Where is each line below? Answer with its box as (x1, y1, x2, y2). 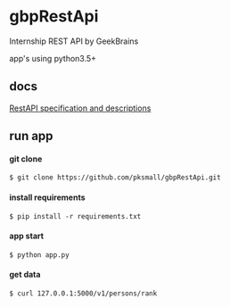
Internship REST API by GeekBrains (9, 36, 139, 46)
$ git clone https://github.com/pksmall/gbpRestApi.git (9, 173, 221, 182)
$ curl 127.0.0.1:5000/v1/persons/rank (9, 288, 158, 298)
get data (9, 270, 41, 280)
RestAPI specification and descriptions (9, 103, 152, 113)
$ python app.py (9, 250, 70, 260)
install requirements (9, 192, 86, 203)
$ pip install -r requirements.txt (9, 212, 142, 220)
